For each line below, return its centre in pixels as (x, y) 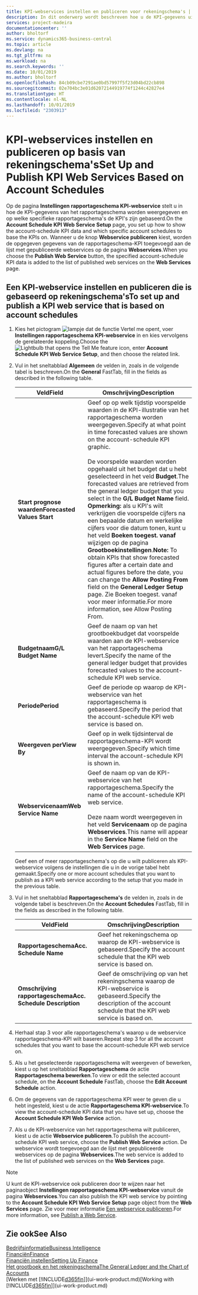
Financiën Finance (28, 1254)
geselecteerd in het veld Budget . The (138, 477)
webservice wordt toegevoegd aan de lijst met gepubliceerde (89, 1149)
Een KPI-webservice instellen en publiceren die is (99, 287)
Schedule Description (49, 1004)
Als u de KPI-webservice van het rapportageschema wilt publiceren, (98, 1130)
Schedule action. (36, 1088)
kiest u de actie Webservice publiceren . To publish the (81, 1136)
